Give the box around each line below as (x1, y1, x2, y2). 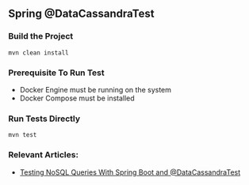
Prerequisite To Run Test (8, 67, 105, 78)
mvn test (8, 131, 37, 139)
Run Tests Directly (8, 113, 81, 124)
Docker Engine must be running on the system (19, 85, 172, 94)
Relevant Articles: (8, 149, 79, 160)
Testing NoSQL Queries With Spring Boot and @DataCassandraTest (19, 167, 241, 177)
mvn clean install (8, 48, 69, 57)
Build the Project (8, 31, 74, 42)
